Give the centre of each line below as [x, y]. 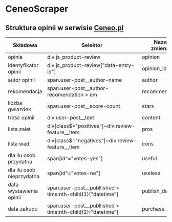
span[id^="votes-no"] [74, 173]
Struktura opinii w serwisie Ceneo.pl [64, 28]
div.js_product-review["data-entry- [91, 65]
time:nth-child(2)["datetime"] [83, 212]
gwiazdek [20, 109]
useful [149, 158]
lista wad [19, 144]
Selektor [92, 45]
